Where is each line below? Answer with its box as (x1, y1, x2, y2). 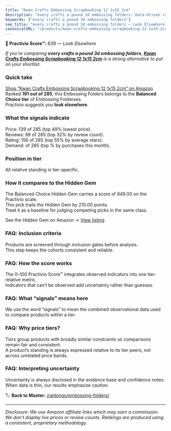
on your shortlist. (5, 61, 41, 67)
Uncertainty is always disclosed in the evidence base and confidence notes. (5, 376, 165, 383)
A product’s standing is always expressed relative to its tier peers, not (5, 347, 151, 353)
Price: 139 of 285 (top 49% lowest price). (5, 126, 92, 132)
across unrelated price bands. (5, 352, 68, 359)
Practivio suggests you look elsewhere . (5, 102, 89, 108)
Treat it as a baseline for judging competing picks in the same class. (5, 207, 148, 213)
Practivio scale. (5, 196, 38, 202)
